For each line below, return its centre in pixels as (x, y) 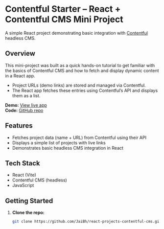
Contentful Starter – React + (63, 9)
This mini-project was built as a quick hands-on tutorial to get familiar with (80, 65)
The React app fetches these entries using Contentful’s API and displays (85, 90)
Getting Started (29, 201)
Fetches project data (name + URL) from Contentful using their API (79, 137)
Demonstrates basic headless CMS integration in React (68, 148)
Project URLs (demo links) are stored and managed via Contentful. (79, 85)
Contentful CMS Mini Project (64, 19)
